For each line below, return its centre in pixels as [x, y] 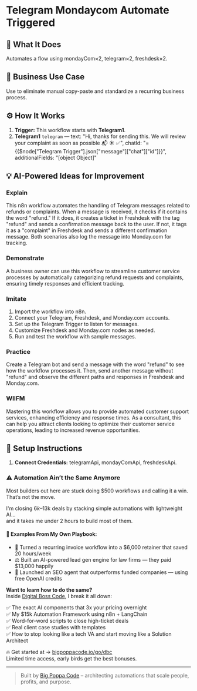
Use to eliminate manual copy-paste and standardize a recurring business [95, 91]
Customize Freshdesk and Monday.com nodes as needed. [85, 330]
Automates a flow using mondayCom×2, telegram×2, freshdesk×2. [87, 58]
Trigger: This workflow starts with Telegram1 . [70, 130]
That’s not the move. [31, 497]
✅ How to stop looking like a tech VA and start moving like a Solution [89, 634]
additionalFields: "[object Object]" [55, 157]
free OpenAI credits [38, 578]
